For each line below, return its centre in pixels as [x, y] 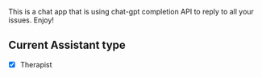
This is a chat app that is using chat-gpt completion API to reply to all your [131, 12]
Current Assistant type [67, 45]
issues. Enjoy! [31, 20]
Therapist [36, 64]
